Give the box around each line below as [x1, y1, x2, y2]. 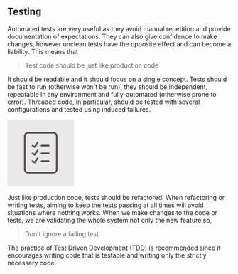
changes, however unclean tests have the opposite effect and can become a [7, 39, 232, 48]
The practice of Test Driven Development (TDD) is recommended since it [7, 243, 221, 252]
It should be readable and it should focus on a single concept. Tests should [7, 75, 227, 83]
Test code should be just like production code [24, 60, 159, 70]
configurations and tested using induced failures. [7, 105, 151, 113]
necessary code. [7, 258, 57, 267]
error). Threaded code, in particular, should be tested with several [7, 98, 200, 106]
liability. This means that [7, 47, 78, 56]
